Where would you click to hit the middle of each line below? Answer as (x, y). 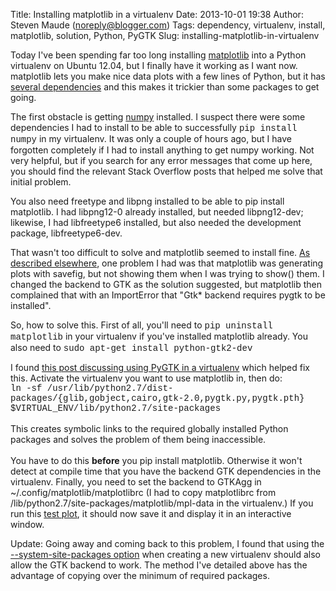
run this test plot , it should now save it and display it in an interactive (151, 513)
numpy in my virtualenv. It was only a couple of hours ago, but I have (151, 139)
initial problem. (41, 182)
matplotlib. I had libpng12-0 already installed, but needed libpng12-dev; (157, 212)
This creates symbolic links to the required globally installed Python (149, 428)
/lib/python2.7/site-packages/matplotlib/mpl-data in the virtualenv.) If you (162, 503)
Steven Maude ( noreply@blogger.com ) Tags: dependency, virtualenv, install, (168, 25)
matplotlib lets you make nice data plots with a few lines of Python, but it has (168, 76)
